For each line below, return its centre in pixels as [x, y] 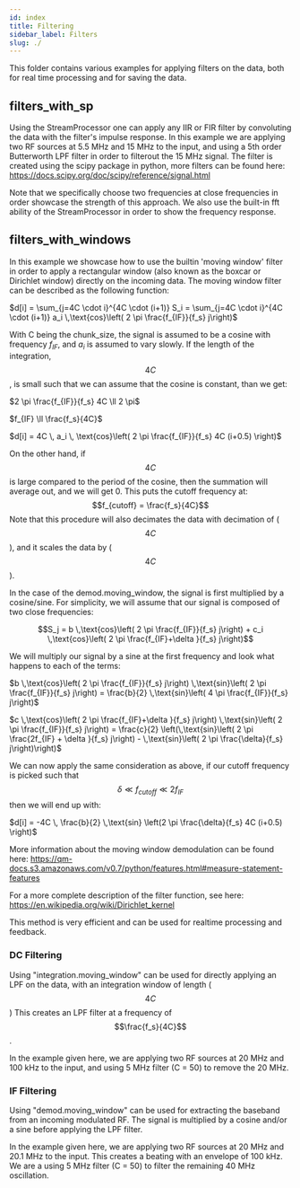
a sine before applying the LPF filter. [76, 1130]
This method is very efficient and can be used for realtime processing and [146, 922]
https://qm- [51, 859]
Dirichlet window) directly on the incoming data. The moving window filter [146, 280]
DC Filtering [36, 955]
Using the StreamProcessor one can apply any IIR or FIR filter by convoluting [150, 128]
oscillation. [29, 1175]
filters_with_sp [51, 106]
